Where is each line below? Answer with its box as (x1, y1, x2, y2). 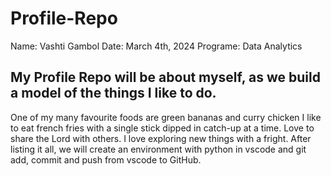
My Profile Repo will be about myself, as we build (10, 69, 321, 86)
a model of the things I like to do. (10, 85, 217, 102)
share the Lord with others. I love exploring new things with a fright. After (10, 132, 312, 144)
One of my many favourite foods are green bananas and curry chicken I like (10, 111, 322, 123)
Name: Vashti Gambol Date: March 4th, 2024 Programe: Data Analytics (10, 40, 303, 52)
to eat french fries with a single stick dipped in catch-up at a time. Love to (10, 122, 315, 134)
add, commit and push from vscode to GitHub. (10, 153, 202, 166)
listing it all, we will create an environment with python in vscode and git (10, 143, 307, 155)
